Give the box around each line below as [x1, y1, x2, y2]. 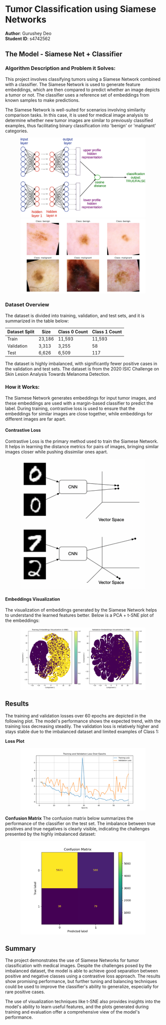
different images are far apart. [5, 416, 66, 422]
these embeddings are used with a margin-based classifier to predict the [5, 400, 154, 406]
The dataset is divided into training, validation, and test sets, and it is [5, 312, 145, 318]
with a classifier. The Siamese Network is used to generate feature [5, 81, 141, 87]
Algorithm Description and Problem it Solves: [5, 65, 116, 72]
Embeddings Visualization [5, 596, 60, 602]
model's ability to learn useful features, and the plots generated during [5, 1004, 149, 1010]
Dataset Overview [5, 301, 49, 308]
